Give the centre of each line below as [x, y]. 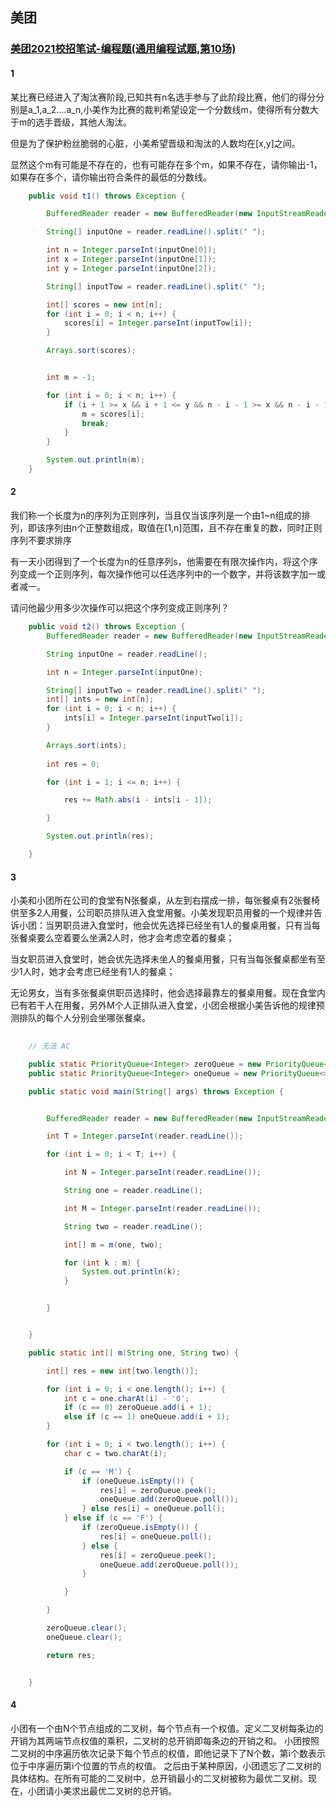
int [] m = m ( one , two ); [113, 1244]
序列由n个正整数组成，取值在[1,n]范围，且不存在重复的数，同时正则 [183, 528]
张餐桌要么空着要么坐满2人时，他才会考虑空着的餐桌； [122, 938]
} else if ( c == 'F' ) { [113, 1518]
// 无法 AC [49, 1046]
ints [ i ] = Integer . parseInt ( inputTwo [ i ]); [153, 718]
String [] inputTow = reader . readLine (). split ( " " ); [156, 286]
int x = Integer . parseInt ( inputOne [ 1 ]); [131, 259]
